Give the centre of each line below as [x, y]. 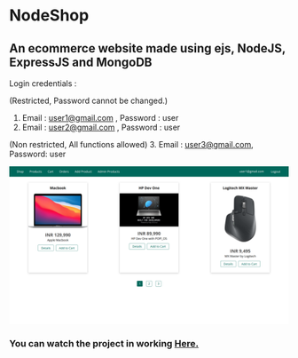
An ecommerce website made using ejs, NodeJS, [148, 48]
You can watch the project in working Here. [104, 344]
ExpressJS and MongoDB [81, 62]
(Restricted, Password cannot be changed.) [89, 100]
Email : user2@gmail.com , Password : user [101, 127]
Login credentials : [43, 84]
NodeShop [49, 16]
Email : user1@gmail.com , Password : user [100, 118]
